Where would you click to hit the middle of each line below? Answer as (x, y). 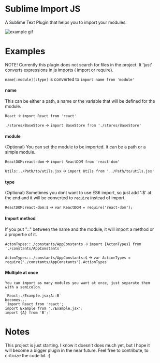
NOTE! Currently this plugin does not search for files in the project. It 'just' (79, 64)
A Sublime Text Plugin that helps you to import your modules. (66, 22)
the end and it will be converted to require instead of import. (65, 198)
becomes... (16, 300)
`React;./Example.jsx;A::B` (33, 296)
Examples (25, 51)
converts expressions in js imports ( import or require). (59, 70)
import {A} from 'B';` (28, 313)
